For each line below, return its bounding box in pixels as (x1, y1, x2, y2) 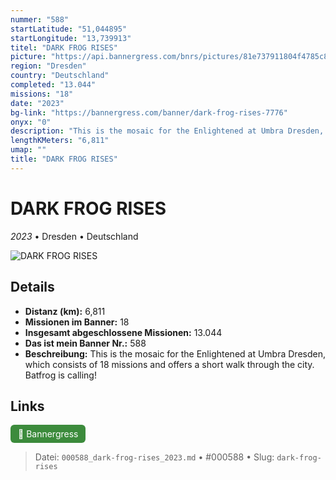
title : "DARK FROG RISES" (10, 154, 118, 164)
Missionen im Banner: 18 (24, 316, 130, 328)
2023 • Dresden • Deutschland (10, 230, 139, 242)
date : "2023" (10, 98, 65, 108)
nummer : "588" (10, 14, 70, 25)
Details (10, 279, 55, 296)
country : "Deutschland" (10, 71, 110, 81)
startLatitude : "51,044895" (10, 24, 128, 34)
